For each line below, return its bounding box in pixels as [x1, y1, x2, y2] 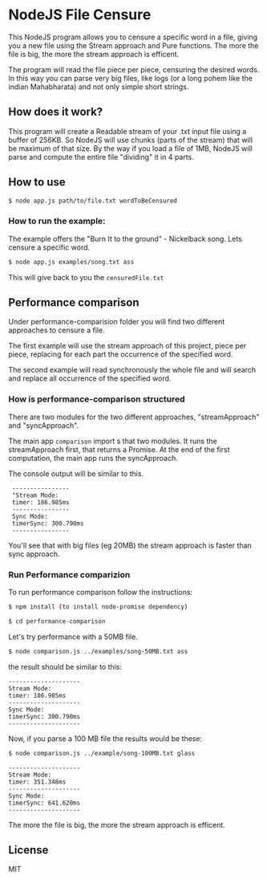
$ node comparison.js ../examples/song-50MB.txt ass [8, 647, 188, 655]
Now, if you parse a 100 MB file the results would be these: [8, 733, 203, 744]
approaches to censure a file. [8, 325, 106, 335]
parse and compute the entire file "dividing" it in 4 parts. [8, 152, 194, 161]
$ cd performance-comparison [8, 617, 106, 625]
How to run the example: [8, 215, 106, 226]
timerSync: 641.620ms [8, 799, 81, 807]
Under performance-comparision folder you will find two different [8, 317, 225, 327]
